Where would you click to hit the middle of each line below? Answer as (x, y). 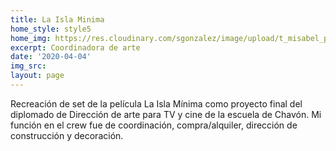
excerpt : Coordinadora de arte (75, 47)
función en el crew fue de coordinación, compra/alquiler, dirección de (154, 125)
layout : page (37, 76)
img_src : (28, 66)
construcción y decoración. (67, 135)
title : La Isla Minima (57, 19)
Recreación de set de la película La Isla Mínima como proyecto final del (156, 103)
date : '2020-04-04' (51, 57)
